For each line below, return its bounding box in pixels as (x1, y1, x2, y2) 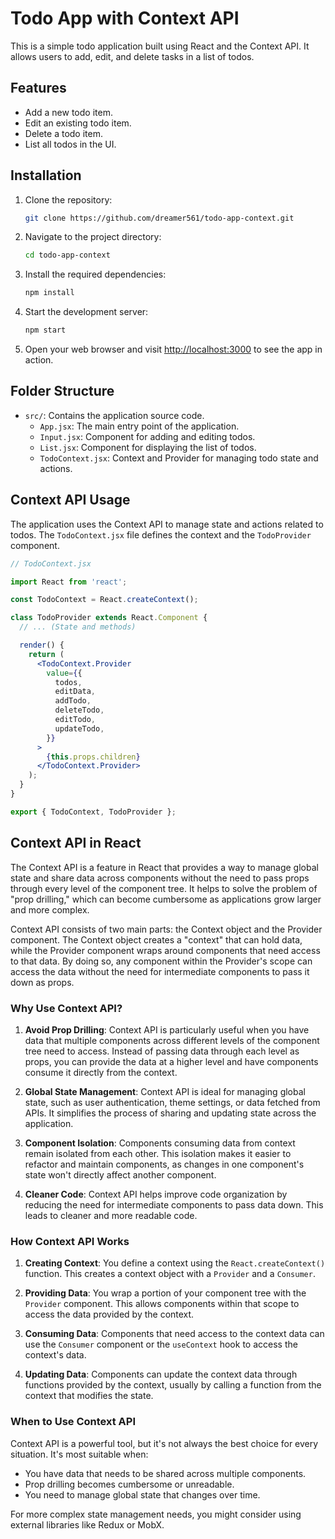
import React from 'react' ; (10, 577, 128, 587)
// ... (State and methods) (19, 622, 137, 632)
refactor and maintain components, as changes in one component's (24, 1158, 305, 1170)
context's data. (24, 1349, 87, 1361)
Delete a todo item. (24, 127, 103, 139)
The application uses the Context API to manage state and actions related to (10, 518, 324, 530)
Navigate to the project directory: (24, 231, 162, 243)
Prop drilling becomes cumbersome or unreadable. (24, 1478, 235, 1490)
